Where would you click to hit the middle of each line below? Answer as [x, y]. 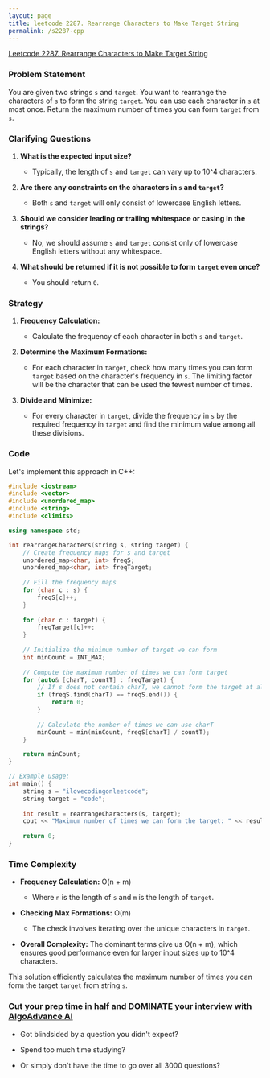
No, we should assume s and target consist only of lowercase [135, 242]
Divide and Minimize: [56, 400]
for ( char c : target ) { [64, 620]
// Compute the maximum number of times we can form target [125, 672]
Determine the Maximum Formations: [84, 352]
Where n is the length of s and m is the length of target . [123, 898]
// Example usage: [39, 776]
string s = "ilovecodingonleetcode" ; [86, 791]
